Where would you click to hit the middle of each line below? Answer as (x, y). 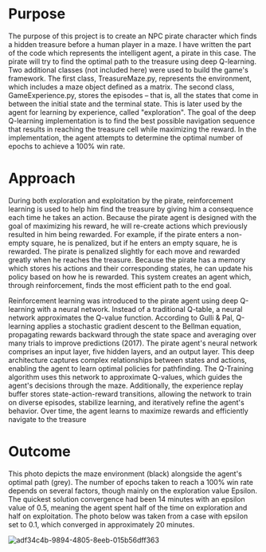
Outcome (39, 452)
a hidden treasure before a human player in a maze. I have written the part (130, 44)
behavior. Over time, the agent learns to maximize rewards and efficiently (128, 411)
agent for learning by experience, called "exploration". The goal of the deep (132, 112)
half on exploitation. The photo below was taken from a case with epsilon (128, 516)
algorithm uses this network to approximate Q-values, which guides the (125, 377)
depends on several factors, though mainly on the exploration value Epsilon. (133, 491)
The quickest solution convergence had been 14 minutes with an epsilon (127, 499)
